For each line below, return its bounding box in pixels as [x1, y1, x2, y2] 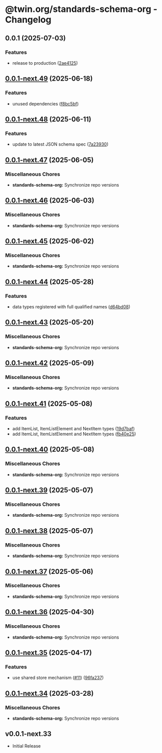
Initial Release [12, 743, 41, 749]
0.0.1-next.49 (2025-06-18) [5, 75, 93, 83]
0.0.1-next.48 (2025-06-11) [5, 115, 92, 123]
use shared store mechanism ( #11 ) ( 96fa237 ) [12, 675, 104, 681]
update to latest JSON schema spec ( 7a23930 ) [12, 141, 108, 147]
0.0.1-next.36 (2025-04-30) [5, 608, 94, 616]
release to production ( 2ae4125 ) [12, 60, 78, 66]
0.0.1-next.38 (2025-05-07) [5, 526, 93, 535]
